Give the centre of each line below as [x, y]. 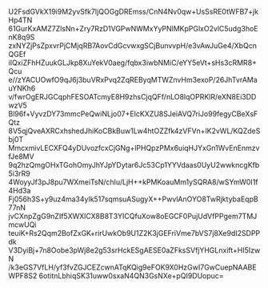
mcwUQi [22, 225]
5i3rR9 [19, 173]
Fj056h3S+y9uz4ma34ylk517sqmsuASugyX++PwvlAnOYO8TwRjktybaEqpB [133, 199]
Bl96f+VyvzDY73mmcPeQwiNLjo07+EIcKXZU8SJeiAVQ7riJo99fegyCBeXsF [133, 114]
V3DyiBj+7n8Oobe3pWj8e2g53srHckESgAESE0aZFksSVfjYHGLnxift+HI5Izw [134, 250]
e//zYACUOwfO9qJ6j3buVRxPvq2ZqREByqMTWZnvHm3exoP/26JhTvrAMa [133, 80]
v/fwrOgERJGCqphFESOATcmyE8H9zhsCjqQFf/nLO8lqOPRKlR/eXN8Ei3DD [132, 97]
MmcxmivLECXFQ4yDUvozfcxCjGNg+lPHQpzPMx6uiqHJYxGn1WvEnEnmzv [134, 148]
